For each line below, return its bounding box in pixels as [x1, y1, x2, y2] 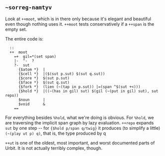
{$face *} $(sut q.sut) [18, 80, 70, 85]
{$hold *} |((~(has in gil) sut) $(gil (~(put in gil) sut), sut [18, 88, 159, 93]
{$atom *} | [18, 67, 46, 72]
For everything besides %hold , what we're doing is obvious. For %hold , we [5, 115, 154, 120]
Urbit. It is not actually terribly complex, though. [5, 145, 103, 151]
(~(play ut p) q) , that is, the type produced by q [5, 130, 107, 136]
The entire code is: [5, 36, 44, 41]
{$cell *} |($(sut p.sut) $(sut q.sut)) [18, 71, 106, 76]
